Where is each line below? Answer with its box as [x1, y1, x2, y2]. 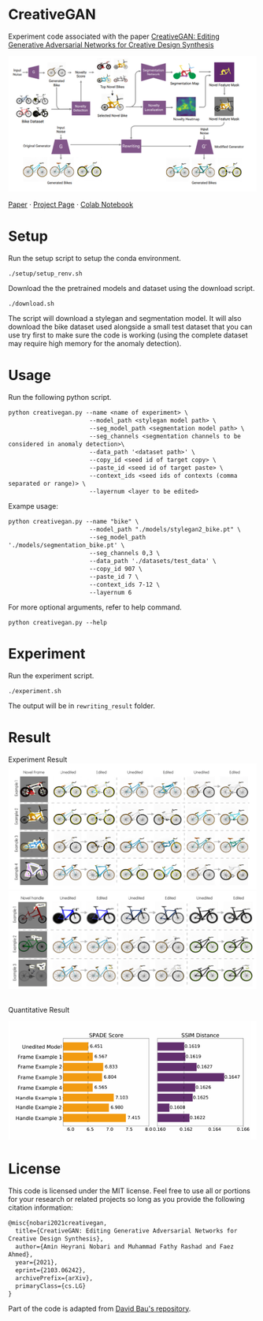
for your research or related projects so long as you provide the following [8, 1194, 246, 1203]
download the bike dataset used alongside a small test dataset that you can [8, 322, 253, 331]
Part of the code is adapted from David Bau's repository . [8, 1304, 191, 1313]
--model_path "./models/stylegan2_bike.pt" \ [89, 525, 242, 533]
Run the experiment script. [8, 670, 94, 680]
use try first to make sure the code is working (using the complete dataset [8, 330, 248, 340]
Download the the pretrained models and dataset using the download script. [8, 283, 255, 293]
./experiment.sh [8, 687, 61, 695]
